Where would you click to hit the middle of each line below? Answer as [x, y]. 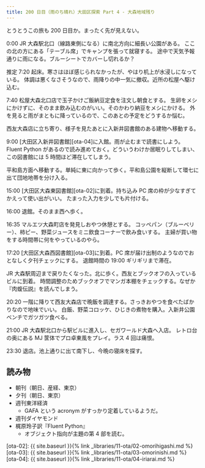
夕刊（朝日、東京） [39, 396]
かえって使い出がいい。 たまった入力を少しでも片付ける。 [79, 198]
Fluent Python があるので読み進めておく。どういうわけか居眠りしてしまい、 [102, 149]
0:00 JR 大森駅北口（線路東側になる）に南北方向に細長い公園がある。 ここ [101, 43]
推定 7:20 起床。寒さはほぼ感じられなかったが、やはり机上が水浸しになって [102, 72]
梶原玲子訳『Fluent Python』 [52, 426]
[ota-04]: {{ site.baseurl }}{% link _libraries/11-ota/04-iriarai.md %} [91, 459]
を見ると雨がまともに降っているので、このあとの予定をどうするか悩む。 [97, 115]
